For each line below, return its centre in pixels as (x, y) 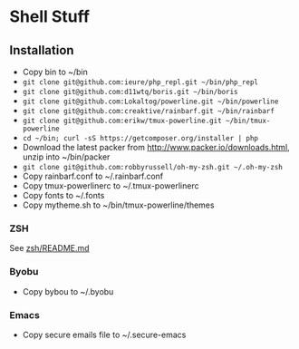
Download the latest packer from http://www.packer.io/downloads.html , (156, 147)
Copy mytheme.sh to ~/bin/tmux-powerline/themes (118, 205)
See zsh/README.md (49, 248)
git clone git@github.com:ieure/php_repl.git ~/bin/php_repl (140, 82)
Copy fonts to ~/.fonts (63, 195)
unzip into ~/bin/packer (66, 157)
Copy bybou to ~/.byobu (68, 291)
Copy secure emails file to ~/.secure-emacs (104, 334)
